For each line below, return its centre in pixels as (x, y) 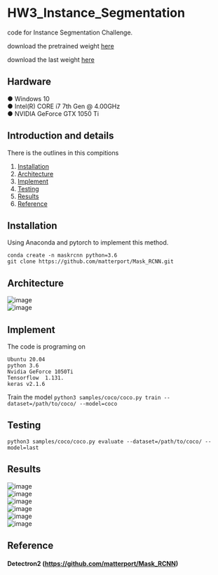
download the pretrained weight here (61, 46)
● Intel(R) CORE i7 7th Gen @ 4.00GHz (64, 106)
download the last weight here (51, 59)
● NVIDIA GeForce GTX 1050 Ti (53, 113)
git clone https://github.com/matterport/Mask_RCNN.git (90, 261)
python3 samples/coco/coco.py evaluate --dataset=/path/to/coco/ (104, 441)
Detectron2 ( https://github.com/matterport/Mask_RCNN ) (93, 563)
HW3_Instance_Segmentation (96, 13)
